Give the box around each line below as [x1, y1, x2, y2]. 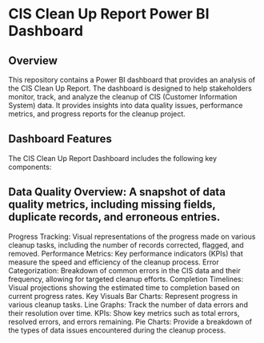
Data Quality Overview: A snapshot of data [8, 185, 226, 199]
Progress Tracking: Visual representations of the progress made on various [8, 232, 256, 241]
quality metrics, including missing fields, [8, 198, 216, 212]
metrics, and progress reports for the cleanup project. [8, 109, 186, 119]
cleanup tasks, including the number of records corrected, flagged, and [8, 240, 244, 249]
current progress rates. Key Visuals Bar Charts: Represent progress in [8, 291, 238, 301]
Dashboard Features [8, 132, 112, 146]
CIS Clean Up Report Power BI [8, 5, 210, 23]
